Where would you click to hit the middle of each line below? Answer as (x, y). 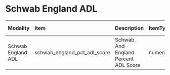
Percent (124, 59)
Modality (19, 28)
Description (130, 28)
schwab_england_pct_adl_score (72, 52)
